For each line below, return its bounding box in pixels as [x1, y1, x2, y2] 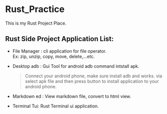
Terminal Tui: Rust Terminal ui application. [12, 103, 99, 109]
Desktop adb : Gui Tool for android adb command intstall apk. [12, 63, 139, 69]
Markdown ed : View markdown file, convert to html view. [12, 93, 131, 99]
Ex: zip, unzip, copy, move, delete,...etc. [12, 53, 95, 59]
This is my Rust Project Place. [5, 20, 67, 26]
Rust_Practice [5, 4, 65, 15]
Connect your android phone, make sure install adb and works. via [25, 73, 162, 79]
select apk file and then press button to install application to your [25, 78, 159, 84]
